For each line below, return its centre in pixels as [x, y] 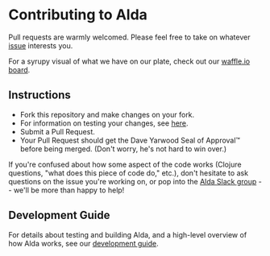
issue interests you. [41, 45]
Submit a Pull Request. [57, 131]
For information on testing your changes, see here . [104, 123]
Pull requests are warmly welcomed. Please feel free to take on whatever [129, 37]
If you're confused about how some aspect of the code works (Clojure [125, 164]
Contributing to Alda [78, 15]
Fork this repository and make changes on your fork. [107, 114]
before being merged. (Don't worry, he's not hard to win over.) [123, 149]
